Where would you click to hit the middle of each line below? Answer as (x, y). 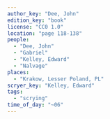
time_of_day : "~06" (36, 105)
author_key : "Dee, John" (43, 14)
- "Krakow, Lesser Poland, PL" (59, 79)
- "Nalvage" (31, 66)
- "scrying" (31, 99)
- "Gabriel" (31, 53)
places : (18, 72)
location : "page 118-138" (45, 33)
